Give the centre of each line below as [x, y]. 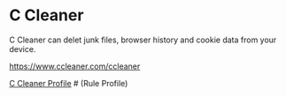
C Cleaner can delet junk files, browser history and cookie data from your [143, 40]
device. [23, 48]
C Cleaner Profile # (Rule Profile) [69, 83]
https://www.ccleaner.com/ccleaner [75, 66]
